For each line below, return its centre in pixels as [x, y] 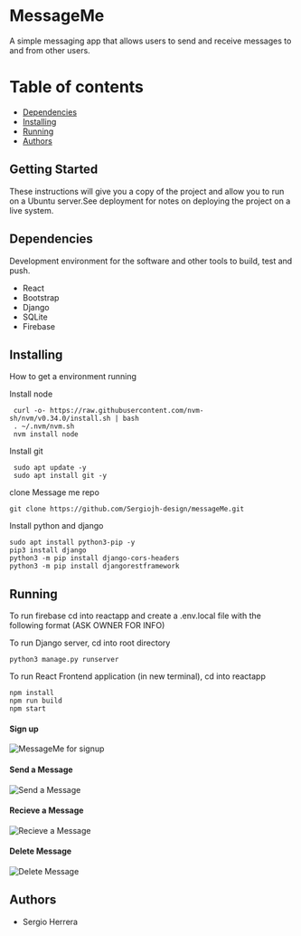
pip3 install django [48, 550]
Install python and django [56, 526]
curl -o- [30, 411]
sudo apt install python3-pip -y [72, 543]
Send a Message [42, 769]
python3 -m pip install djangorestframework [94, 567]
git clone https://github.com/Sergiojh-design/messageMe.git [127, 509]
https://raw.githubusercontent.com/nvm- [127, 411]
